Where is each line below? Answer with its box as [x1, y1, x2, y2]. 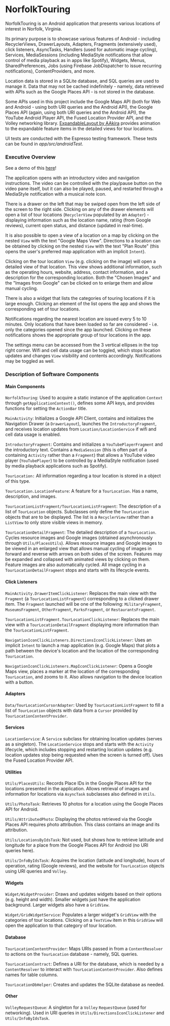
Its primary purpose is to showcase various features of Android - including [5, 36, 160, 42]
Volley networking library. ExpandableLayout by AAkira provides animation [5, 120, 161, 126]
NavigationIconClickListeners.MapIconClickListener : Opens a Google [5, 663, 153, 669]
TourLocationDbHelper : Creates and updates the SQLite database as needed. [5, 981, 164, 987]
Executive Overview [5, 153, 56, 161]
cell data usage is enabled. [5, 431, 61, 438]
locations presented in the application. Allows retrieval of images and [5, 786, 149, 792]
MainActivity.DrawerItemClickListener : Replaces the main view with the [5, 590, 157, 596]
